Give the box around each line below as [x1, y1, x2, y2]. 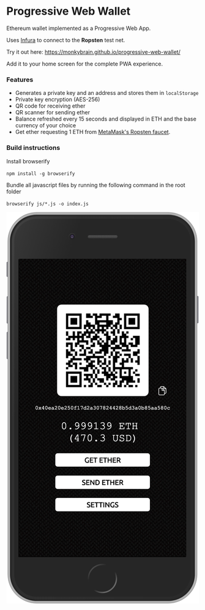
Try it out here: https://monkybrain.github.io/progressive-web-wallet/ [6, 48, 181, 56]
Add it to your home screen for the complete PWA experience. [6, 60, 163, 67]
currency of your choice [15, 122, 76, 129]
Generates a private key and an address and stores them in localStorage [15, 89, 199, 97]
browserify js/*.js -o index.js [6, 201, 89, 207]
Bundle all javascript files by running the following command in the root [6, 181, 185, 188]
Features [6, 75, 34, 84]
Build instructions [6, 144, 61, 152]
